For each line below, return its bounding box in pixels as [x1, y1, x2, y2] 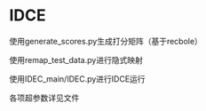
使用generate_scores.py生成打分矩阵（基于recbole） [9, 36, 202, 46]
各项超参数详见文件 [9, 92, 80, 103]
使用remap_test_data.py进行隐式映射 [9, 54, 144, 65]
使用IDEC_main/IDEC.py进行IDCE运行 [9, 73, 146, 84]
